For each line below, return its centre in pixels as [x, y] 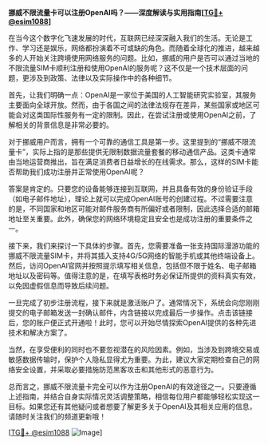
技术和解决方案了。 [40, 332]
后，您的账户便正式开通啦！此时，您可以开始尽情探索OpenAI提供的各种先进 [132, 322]
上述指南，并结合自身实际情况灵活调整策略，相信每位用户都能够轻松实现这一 [134, 396]
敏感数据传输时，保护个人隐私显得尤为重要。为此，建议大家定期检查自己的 [130, 360]
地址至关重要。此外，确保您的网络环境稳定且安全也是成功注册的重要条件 [127, 219]
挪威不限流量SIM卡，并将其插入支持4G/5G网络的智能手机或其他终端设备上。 [134, 256]
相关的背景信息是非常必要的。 [64, 125]
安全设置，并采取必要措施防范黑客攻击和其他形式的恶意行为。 [116, 370]
